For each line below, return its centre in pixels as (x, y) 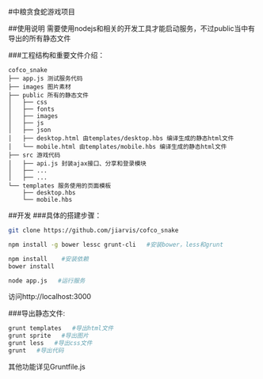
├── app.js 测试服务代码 (46, 78)
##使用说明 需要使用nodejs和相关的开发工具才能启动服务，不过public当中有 (132, 28)
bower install (32, 266)
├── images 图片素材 (40, 87)
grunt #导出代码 (36, 351)
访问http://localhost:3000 (50, 297)
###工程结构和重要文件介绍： (57, 55)
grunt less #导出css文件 (50, 343)
